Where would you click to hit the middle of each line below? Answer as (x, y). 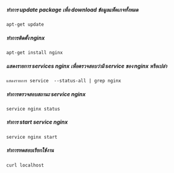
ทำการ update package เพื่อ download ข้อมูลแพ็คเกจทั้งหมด (72, 10)
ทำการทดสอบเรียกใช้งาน (30, 150)
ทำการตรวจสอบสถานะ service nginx (46, 94)
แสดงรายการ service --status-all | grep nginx (64, 80)
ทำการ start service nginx (37, 122)
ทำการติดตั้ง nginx (25, 38)
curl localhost (25, 165)
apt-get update (25, 24)
